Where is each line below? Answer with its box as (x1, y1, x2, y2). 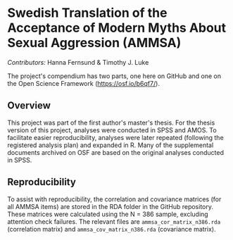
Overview (7, 100, 51, 112)
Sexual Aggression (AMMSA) (7, 35, 182, 51)
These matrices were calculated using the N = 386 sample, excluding (7, 210, 209, 218)
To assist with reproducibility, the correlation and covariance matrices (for (7, 195, 222, 203)
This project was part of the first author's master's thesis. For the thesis (7, 118, 215, 127)
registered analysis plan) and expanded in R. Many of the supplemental (7, 141, 214, 149)
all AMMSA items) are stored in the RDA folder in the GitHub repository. (7, 202, 213, 210)
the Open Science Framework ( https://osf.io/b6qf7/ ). (7, 79, 160, 87)
